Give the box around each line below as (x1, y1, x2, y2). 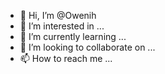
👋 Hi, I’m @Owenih (19, 10, 97, 21)
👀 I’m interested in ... (19, 20, 105, 32)
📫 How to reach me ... (19, 53, 113, 64)
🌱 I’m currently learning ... (19, 31, 127, 42)
